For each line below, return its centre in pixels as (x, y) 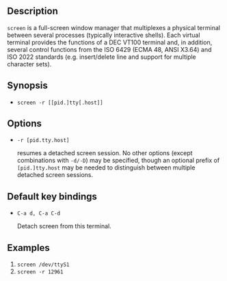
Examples (28, 248)
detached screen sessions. (55, 175)
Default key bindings (52, 197)
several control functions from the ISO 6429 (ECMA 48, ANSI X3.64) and (109, 49)
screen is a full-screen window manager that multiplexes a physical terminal (114, 27)
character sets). (29, 64)
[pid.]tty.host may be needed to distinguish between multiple (106, 168)
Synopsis (27, 86)
